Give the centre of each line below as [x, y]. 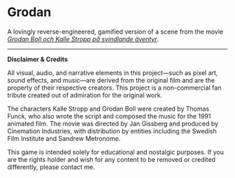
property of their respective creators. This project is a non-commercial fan [114, 88]
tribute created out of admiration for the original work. [85, 95]
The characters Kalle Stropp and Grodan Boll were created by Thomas [108, 109]
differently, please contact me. [51, 167]
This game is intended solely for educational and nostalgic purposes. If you [116, 152]
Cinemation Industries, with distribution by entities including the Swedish [112, 131]
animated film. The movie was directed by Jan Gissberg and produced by [113, 123]
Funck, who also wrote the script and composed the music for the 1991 [109, 116]
